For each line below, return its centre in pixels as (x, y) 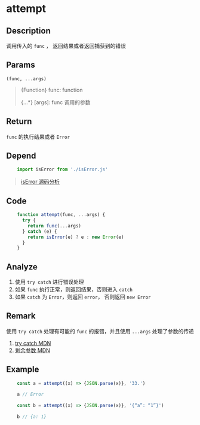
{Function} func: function (52, 90)
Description (28, 31)
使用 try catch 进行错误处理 (50, 282)
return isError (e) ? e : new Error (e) (76, 237)
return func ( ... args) (55, 226)
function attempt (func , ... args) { (61, 215)
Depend (21, 156)
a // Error (30, 394)
